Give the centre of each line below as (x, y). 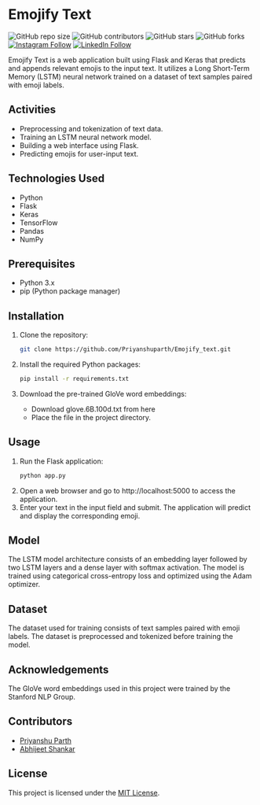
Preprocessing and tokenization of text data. (91, 128)
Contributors (40, 722)
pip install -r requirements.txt (74, 379)
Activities (32, 110)
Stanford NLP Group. (42, 697)
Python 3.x (37, 283)
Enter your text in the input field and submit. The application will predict (135, 507)
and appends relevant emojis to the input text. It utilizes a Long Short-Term (129, 68)
